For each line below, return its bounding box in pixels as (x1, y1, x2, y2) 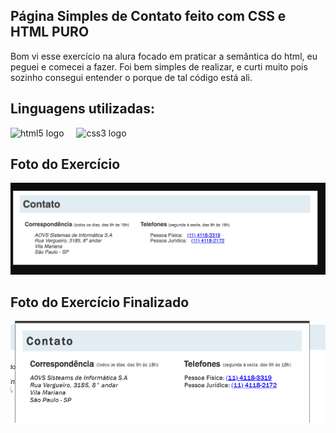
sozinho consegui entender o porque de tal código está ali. (10, 71, 253, 83)
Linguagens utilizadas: (10, 100, 156, 118)
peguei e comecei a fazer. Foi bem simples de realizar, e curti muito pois (10, 60, 308, 73)
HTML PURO (10, 24, 90, 41)
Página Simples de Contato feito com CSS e (10, 8, 287, 25)
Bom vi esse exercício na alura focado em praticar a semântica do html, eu (10, 50, 318, 62)
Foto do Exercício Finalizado (10, 294, 190, 311)
